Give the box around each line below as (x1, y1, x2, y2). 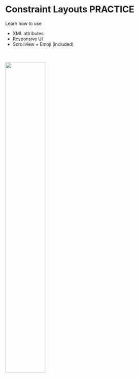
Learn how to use (5, 20, 42, 26)
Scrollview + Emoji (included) (12, 41, 74, 47)
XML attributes (12, 30, 44, 36)
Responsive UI (12, 36, 43, 42)
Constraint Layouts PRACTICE (5, 4, 134, 15)
